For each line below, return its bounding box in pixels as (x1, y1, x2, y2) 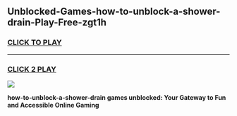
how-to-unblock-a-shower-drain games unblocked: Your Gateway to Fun (7, 93, 226, 101)
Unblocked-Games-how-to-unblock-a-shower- (7, 6, 221, 18)
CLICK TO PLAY (7, 38, 62, 48)
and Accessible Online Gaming (7, 101, 99, 109)
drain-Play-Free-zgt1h (7, 17, 107, 29)
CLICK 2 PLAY (7, 64, 56, 74)
